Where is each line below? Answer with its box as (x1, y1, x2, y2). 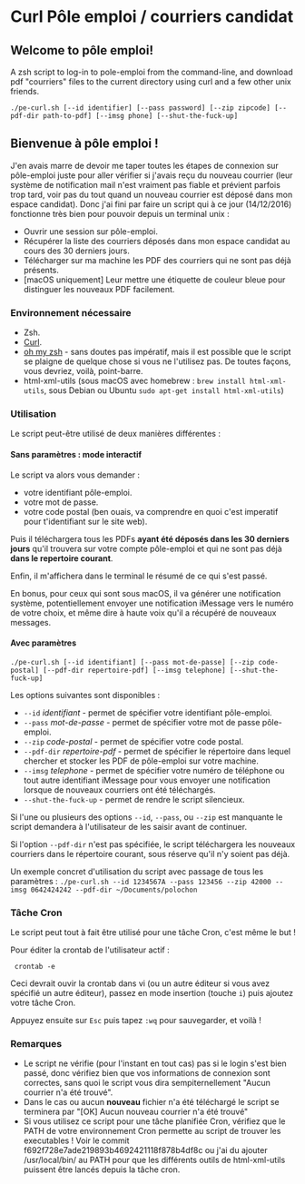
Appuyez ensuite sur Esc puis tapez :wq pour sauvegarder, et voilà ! (10, 1015, 261, 1026)
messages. (10, 617, 52, 627)
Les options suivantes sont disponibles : (10, 689, 161, 700)
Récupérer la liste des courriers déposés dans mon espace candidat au (23, 235, 290, 246)
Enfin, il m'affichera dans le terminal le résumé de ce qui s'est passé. (10, 570, 268, 581)
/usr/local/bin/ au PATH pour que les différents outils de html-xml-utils (23, 1155, 286, 1166)
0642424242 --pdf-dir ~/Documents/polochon (30, 885, 198, 894)
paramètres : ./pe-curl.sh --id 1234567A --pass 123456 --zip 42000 (10, 875, 271, 886)
